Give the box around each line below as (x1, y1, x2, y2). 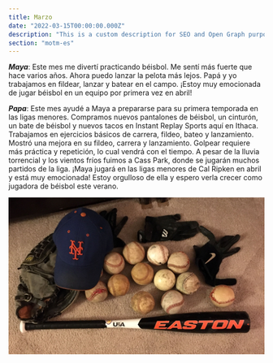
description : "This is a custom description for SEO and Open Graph (8, 30, 245, 38)
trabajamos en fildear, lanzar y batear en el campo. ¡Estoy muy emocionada (8, 80, 262, 89)
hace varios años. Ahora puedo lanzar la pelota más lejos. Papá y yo (8, 71, 237, 80)
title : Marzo (8, 13, 53, 21)
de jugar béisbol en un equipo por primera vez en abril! (8, 88, 193, 97)
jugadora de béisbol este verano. (8, 181, 119, 191)
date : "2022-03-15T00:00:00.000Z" (8, 21, 126, 30)
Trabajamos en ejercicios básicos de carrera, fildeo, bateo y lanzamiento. (8, 130, 254, 140)
